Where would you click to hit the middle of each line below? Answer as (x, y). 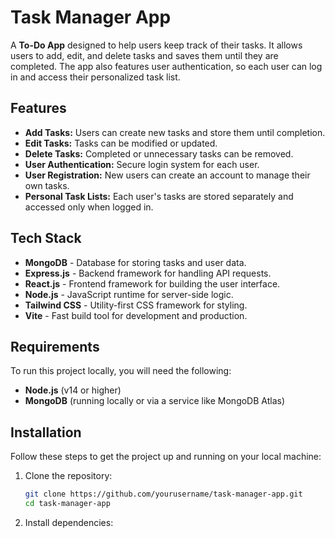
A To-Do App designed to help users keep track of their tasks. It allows (156, 45)
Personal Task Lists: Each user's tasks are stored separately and (159, 196)
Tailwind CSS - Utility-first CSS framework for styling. (136, 305)
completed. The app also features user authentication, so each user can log (166, 66)
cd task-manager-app (67, 504)
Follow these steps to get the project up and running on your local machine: (166, 457)
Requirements (55, 346)
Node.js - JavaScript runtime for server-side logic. (129, 294)
